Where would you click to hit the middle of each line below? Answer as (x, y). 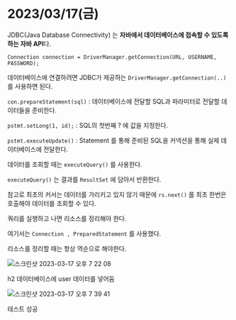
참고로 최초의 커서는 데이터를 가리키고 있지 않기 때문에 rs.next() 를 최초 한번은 (117, 194)
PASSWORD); (23, 63)
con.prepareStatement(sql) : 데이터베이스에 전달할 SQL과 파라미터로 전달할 (113, 101)
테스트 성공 (23, 309)
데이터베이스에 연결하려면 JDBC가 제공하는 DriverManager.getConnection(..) (117, 77)
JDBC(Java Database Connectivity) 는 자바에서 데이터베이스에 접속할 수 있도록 (118, 35)
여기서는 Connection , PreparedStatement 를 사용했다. (84, 233)
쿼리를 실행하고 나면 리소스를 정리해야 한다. (67, 218)
